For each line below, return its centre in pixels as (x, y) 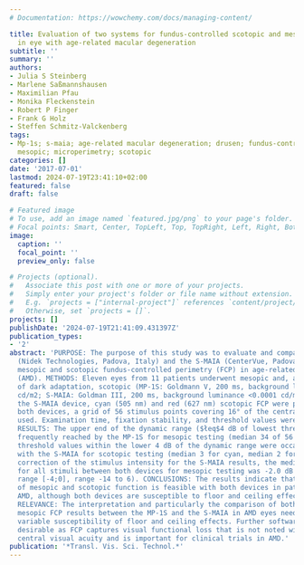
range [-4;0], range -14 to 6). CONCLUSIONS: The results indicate (147, 479)
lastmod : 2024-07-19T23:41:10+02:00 (78, 177)
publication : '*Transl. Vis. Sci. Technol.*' (96, 547)
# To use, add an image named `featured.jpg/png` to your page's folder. (152, 219)
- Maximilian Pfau (44, 93)
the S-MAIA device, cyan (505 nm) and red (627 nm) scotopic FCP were (153, 404)
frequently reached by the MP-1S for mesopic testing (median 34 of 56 (156, 437)
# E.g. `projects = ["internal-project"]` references (117, 302)
